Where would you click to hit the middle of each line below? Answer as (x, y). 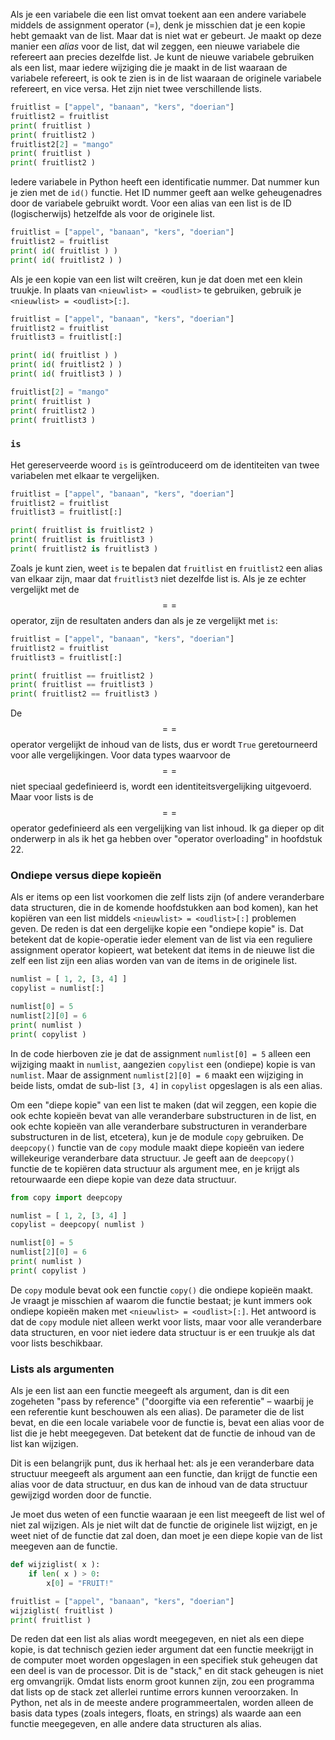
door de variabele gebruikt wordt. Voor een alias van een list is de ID (151, 203)
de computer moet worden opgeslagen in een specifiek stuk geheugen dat (164, 1660)
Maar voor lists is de (52, 797)
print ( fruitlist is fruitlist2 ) (82, 530)
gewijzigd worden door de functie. (81, 1495)
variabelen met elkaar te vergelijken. (85, 475)
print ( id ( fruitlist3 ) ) (66, 374)
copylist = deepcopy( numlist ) (77, 1225)
